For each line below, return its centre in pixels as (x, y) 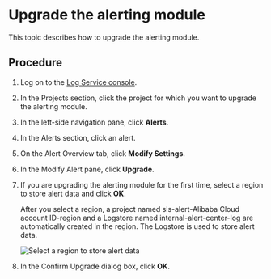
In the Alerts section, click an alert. (78, 137)
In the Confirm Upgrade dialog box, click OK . (95, 266)
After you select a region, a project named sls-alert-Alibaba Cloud (130, 209)
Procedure (36, 63)
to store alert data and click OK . (73, 193)
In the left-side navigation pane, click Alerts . (94, 122)
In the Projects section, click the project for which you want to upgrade (138, 98)
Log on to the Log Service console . (78, 82)
